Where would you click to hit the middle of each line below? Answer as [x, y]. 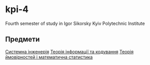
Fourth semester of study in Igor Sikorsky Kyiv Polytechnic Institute [75, 23]
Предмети [22, 39]
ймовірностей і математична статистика [49, 57]
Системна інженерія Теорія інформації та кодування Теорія [69, 51]
